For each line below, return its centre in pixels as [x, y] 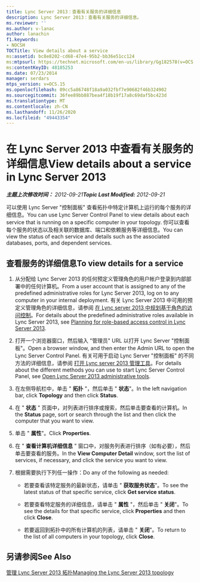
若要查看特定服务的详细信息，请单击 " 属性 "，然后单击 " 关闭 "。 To [106, 504]
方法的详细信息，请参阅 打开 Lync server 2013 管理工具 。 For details [98, 363]
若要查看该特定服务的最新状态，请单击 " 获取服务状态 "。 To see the [106, 485]
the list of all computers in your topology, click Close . [89, 536]
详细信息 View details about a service [99, 164]
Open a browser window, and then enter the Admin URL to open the [111, 348]
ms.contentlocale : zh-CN [37, 106]
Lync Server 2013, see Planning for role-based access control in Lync [100, 322]
